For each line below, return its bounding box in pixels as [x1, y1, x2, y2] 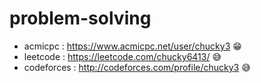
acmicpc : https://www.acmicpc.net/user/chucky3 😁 [23, 40, 242, 52]
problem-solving [9, 7, 152, 30]
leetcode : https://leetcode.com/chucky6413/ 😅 [23, 50, 222, 62]
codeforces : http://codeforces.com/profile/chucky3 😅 [23, 61, 251, 73]
